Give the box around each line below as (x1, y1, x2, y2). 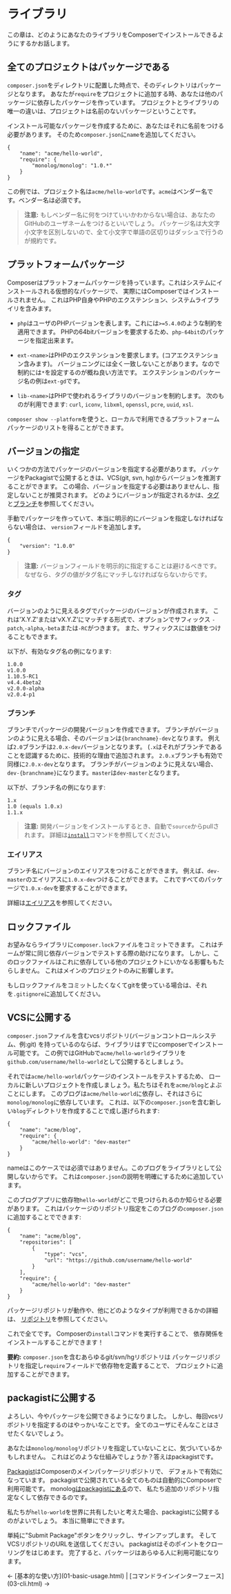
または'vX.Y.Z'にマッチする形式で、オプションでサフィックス (37, 615, 211, 623)
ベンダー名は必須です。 (18, 196, 85, 204)
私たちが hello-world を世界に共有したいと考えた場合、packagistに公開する (7, 1508, 220, 1516)
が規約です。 (23, 236, 61, 245)
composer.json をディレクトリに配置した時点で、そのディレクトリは (7, 81, 198, 89)
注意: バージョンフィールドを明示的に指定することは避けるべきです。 (23, 562, 221, 570)
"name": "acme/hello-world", (19, 150, 103, 157)
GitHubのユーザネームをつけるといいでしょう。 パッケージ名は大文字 (23, 219, 221, 227)
